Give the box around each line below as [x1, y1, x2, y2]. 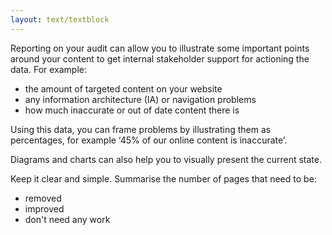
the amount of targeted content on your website [24, 82, 223, 95]
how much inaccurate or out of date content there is [24, 104, 240, 116]
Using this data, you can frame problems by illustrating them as [10, 123, 272, 135]
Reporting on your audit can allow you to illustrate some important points [10, 42, 310, 54]
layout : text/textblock [10, 14, 110, 25]
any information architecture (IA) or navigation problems [24, 93, 257, 105]
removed [24, 192, 62, 204]
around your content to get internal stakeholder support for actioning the [10, 52, 310, 65]
